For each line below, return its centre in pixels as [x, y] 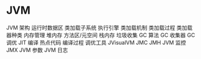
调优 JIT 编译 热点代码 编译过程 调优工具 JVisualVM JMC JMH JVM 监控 [96, 42]
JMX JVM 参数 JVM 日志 [37, 50]
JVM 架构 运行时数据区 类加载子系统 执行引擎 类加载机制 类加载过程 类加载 [99, 27]
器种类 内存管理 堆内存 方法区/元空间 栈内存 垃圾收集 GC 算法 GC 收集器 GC [101, 35]
